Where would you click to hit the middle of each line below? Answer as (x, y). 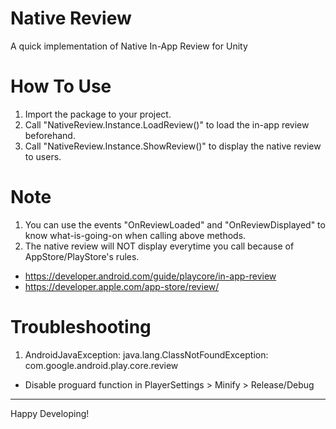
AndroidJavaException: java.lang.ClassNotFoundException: (146, 354)
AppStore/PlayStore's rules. (82, 256)
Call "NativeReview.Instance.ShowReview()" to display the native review (173, 146)
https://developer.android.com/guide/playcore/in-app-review (150, 276)
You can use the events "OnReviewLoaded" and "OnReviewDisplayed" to (175, 224)
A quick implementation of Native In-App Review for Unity (129, 46)
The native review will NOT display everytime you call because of (159, 246)
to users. (43, 156)
